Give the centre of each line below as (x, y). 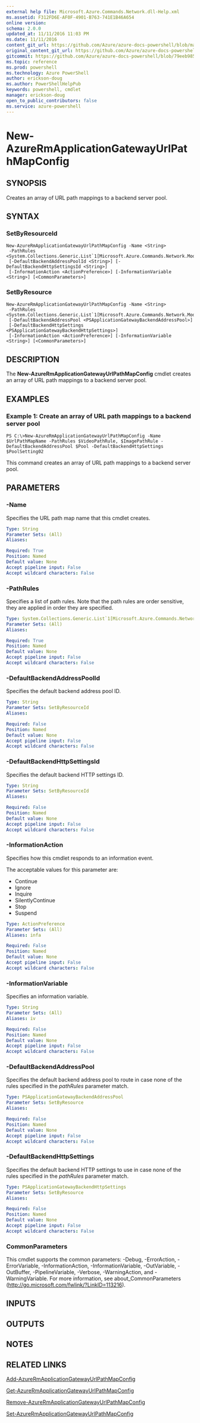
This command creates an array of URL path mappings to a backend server (99, 462)
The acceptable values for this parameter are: (62, 869)
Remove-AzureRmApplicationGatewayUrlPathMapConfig (76, 1402)
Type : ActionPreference (36, 924)
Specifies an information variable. (47, 997)
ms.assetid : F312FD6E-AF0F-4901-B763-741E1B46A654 (70, 17)
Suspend (26, 913)
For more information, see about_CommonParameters (115, 1279)
